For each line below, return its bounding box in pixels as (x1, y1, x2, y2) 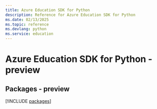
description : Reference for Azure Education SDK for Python (5, 12, 136, 17)
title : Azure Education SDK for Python (5, 7, 90, 13)
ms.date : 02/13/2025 (5, 17, 49, 22)
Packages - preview (5, 84, 70, 93)
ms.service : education (5, 31, 54, 36)
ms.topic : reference (5, 21, 49, 27)
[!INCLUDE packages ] (5, 98, 51, 104)
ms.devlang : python (5, 27, 47, 32)
